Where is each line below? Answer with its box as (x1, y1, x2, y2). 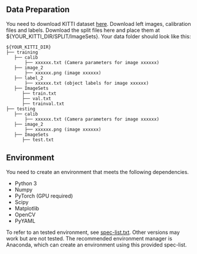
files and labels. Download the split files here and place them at (6, 26, 160, 34)
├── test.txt (21, 136, 54, 143)
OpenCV (14, 211, 36, 218)
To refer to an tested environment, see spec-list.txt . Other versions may (6, 229, 180, 236)
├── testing (6, 106, 35, 112)
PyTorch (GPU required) (14, 192, 73, 199)
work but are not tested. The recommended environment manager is (6, 235, 173, 242)
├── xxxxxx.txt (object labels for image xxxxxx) (24, 80, 149, 86)
